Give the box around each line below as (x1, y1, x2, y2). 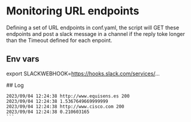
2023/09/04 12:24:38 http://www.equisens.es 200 (6, 93, 130, 99)
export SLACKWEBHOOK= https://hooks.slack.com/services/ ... (6, 70, 160, 77)
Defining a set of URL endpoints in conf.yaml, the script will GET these (6, 24, 180, 31)
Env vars (6, 54, 40, 64)
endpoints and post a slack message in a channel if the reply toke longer (6, 30, 186, 37)
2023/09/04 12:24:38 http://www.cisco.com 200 (6, 103, 125, 109)
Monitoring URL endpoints (6, 4, 140, 18)
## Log (6, 81, 24, 89)
